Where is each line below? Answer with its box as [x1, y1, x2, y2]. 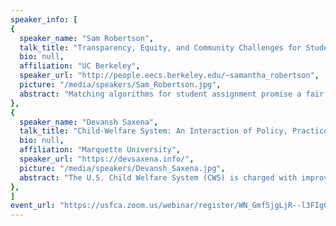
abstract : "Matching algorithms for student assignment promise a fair [19, 89, 325, 99]
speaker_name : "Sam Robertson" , [19, 33, 155, 43]
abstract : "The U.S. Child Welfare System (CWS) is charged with [19, 172, 298, 183]
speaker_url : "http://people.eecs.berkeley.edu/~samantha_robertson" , [19, 71, 320, 81]
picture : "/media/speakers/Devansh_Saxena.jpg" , [19, 163, 226, 173]
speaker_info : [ [10, 14, 78, 25]
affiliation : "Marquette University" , [19, 145, 182, 155]
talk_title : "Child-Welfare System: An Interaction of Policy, [19, 126, 288, 136]
